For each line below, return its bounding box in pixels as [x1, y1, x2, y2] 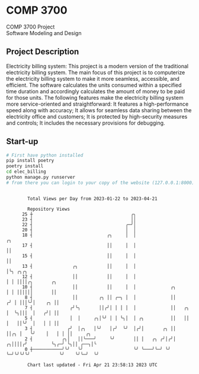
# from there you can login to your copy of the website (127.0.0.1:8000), [6, 179, 197, 186]
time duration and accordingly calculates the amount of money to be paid [6, 87, 185, 95]
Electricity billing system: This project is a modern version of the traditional [6, 62, 188, 69]
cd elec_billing [6, 169, 46, 175]
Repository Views [27, 206, 70, 212]
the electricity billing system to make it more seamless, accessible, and [6, 75, 179, 82]
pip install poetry [6, 158, 54, 164]
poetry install [6, 163, 44, 169]
